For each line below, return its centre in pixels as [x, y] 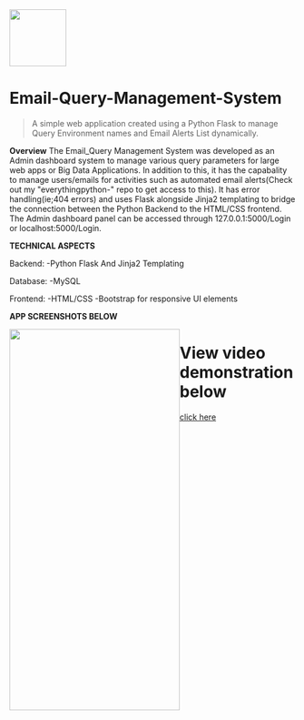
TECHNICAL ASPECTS [52, 246]
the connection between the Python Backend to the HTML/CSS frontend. [146, 208]
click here [198, 417]
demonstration [237, 373]
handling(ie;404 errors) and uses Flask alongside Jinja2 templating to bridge [152, 198]
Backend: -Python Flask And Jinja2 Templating [97, 263]
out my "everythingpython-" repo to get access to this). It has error [135, 189]
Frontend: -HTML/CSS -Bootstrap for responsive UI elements [124, 299]
